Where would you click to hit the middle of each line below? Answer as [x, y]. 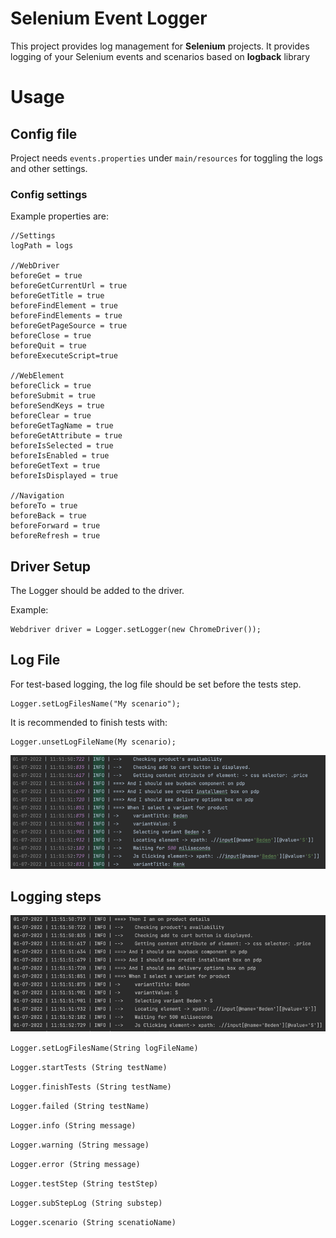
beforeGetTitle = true [57, 296]
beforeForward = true [55, 526]
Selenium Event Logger [109, 18]
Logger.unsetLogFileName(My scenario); [93, 742]
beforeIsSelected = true [62, 446]
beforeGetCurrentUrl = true [69, 286]
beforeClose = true [51, 336]
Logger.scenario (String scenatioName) [93, 1222]
